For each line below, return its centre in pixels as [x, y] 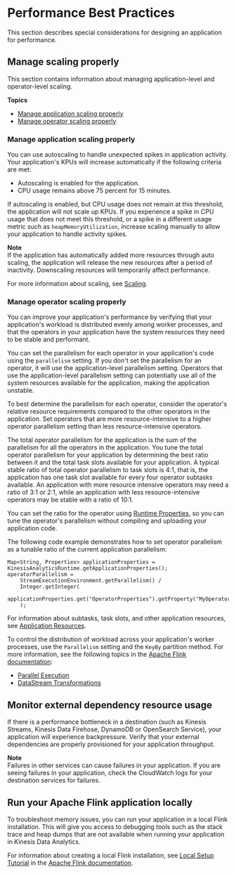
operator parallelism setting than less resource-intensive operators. [105, 426]
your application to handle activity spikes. [67, 234]
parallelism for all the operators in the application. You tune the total [105, 448]
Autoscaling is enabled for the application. [78, 183]
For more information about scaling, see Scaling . [78, 284]
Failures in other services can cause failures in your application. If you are [114, 765]
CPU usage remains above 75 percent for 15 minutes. [94, 190]
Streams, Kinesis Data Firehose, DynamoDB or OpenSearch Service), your [114, 729]
